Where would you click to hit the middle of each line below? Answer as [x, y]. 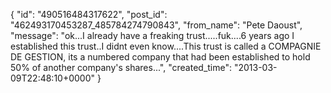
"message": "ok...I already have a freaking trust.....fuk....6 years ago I [152, 35]
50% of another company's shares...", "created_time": [121, 67]
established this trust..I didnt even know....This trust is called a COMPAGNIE [166, 46]
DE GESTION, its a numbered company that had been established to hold [160, 57]
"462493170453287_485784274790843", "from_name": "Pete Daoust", [156, 25]
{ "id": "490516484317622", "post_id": [89, 14]
